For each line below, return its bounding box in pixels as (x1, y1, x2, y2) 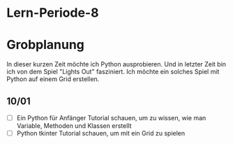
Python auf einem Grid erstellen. (6, 75, 100, 83)
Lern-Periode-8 (6, 5, 99, 21)
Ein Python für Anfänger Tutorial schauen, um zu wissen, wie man (16, 113, 206, 122)
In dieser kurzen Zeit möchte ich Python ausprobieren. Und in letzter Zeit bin (6, 60, 227, 69)
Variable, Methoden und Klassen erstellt (16, 122, 132, 130)
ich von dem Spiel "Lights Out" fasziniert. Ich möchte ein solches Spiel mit (6, 68, 220, 76)
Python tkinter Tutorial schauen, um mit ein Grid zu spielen (16, 129, 186, 137)
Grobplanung (6, 37, 85, 53)
